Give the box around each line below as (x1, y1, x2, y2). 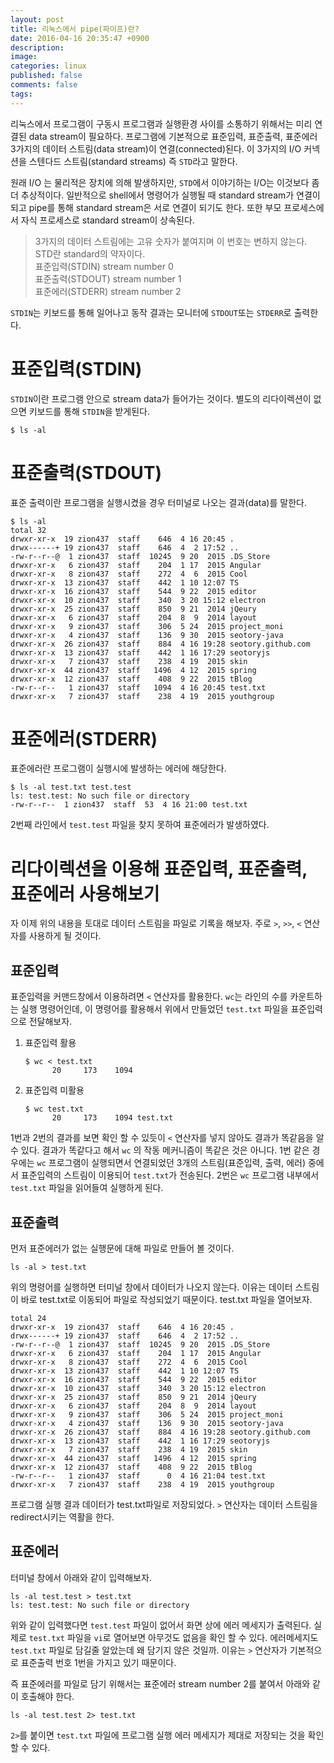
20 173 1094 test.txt (51, 1113, 174, 1123)
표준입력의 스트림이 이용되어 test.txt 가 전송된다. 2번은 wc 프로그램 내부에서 (20, 1169, 320, 1181)
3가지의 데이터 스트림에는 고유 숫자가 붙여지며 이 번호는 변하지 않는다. (34, 235, 308, 247)
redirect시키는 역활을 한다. (10, 1511, 115, 1523)
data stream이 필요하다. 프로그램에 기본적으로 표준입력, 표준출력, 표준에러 (28, 130, 318, 142)
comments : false (10, 80, 78, 90)
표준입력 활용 (24, 1037, 77, 1049)
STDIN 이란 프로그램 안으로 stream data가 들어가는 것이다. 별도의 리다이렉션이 (10, 392, 312, 405)
